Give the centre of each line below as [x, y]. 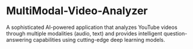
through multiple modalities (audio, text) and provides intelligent [84, 33]
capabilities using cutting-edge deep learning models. [99, 40]
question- [175, 33]
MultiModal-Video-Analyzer [77, 11]
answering [19, 40]
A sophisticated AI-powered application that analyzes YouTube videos [92, 27]
